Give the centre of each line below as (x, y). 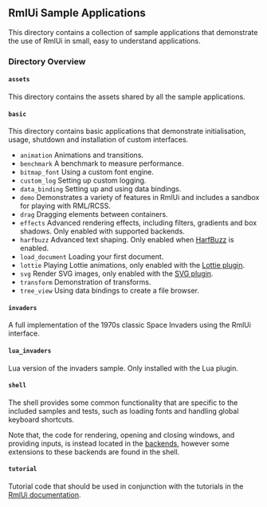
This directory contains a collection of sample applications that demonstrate (133, 32)
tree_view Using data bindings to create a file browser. (109, 291)
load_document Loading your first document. (92, 257)
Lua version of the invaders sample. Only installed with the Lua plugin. (124, 368)
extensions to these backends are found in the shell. (94, 452)
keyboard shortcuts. (41, 419)
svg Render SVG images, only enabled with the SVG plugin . (116, 273)
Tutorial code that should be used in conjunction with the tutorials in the (126, 486)
